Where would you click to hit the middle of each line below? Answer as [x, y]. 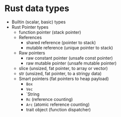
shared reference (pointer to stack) [61, 42]
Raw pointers [32, 53]
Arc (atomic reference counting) [58, 104]
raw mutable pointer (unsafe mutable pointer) [71, 63]
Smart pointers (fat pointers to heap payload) [64, 79]
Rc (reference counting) [49, 99]
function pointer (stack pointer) [50, 32]
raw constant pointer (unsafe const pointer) [69, 58]
